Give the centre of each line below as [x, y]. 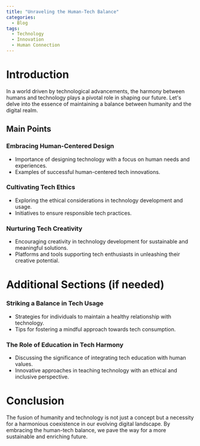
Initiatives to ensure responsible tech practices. [73, 213]
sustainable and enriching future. [47, 436]
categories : [21, 17]
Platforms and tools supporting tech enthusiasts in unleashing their [97, 254]
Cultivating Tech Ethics [41, 187]
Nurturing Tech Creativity [44, 228]
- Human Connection [36, 45]
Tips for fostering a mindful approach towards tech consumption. [95, 329]
